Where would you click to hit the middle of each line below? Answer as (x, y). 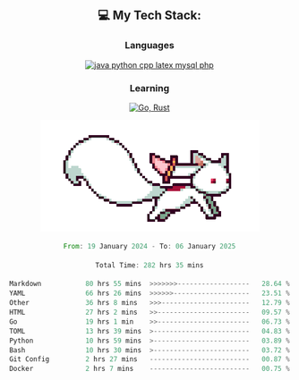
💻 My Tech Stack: (149, 16)
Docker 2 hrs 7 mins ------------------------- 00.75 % (149, 369)
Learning (149, 88)
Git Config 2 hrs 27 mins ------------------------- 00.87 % (149, 359)
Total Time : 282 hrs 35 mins (149, 265)
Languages (149, 46)
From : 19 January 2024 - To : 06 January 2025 (149, 246)
